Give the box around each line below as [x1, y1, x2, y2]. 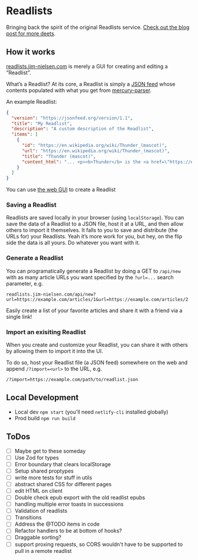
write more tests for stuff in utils [14, 474, 93, 481]
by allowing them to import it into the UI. [6, 348, 103, 355]
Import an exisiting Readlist [6, 328, 87, 336]
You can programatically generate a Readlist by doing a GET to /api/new [6, 267, 181, 274]
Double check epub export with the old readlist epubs [14, 494, 146, 501]
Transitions [14, 514, 42, 521]
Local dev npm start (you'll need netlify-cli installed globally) [14, 408, 169, 415]
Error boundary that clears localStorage [14, 460, 111, 467]
